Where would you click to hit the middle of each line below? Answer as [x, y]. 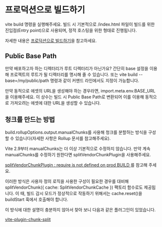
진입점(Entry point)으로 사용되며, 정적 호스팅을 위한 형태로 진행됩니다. [71, 30]
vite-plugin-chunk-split [28, 219]
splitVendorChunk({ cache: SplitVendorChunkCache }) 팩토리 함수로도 [74, 187]
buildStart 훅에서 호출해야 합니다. [37, 199]
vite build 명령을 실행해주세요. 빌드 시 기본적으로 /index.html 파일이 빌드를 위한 [80, 24]
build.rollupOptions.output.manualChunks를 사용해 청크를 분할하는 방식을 [76, 132]
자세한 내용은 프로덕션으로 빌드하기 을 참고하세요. [51, 40]
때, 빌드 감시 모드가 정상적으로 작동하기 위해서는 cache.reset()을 [81, 193]
